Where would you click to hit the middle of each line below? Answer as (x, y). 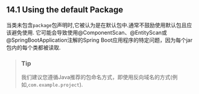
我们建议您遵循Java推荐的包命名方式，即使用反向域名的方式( (97, 77)
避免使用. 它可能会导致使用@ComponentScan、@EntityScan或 (89, 32)
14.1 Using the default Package (65, 10)
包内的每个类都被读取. (34, 47)
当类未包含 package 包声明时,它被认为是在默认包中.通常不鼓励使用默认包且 (96, 25)
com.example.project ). (55, 85)
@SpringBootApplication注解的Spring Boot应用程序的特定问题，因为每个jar (99, 40)
